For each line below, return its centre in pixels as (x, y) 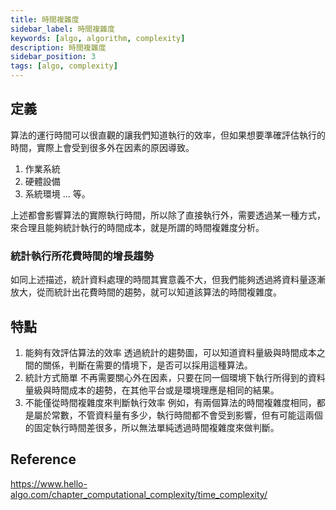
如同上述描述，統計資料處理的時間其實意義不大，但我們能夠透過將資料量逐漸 (168, 280)
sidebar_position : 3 (53, 57)
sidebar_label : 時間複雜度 (62, 29)
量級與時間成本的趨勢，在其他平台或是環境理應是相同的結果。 (152, 390)
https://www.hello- (49, 483)
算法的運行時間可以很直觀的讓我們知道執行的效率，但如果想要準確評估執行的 (168, 135)
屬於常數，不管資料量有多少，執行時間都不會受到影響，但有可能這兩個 (178, 415)
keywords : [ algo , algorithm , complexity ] (98, 38)
